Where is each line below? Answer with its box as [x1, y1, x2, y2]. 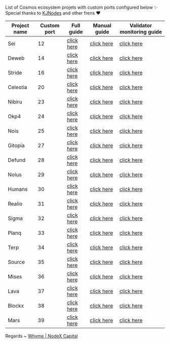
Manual [93, 22, 112, 29]
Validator [130, 22, 152, 29]
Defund [8, 157, 26, 164]
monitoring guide [119, 28, 162, 35]
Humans [8, 186, 28, 193]
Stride [8, 69, 22, 76]
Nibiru [8, 98, 23, 105]
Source [8, 258, 25, 265]
